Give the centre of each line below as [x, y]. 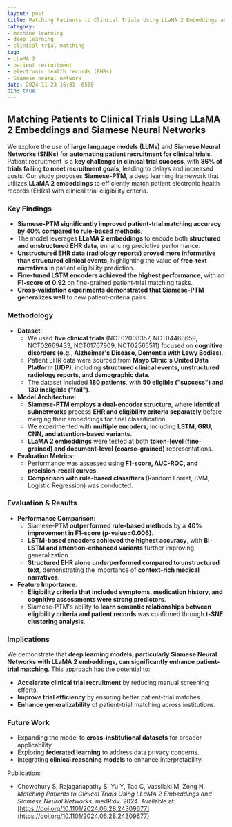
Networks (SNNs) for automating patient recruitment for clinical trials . [110, 154]
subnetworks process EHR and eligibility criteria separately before [125, 411]
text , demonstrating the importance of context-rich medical [114, 570]
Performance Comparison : [56, 518]
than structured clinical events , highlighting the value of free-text [112, 261]
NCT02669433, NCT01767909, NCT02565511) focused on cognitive [125, 345]
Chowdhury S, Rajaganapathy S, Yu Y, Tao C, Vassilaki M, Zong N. [111, 787]
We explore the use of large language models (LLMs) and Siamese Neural [114, 146]
